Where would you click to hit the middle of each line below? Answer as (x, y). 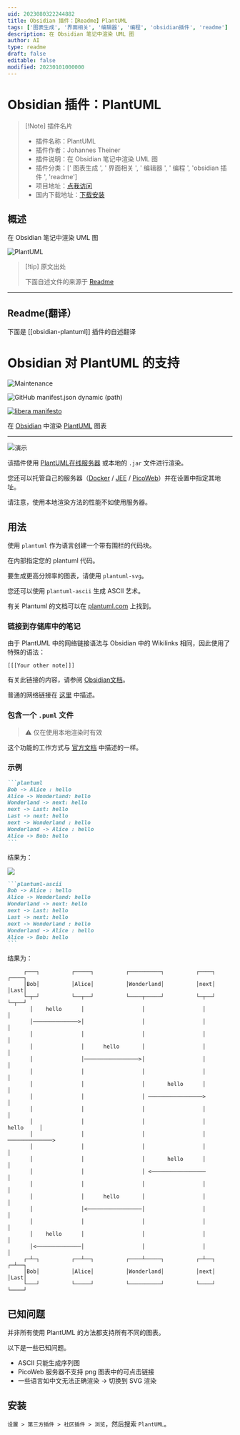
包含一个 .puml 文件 (40, 715)
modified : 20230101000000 (46, 67)
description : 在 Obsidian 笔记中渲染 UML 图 (71, 34)
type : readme (27, 47)
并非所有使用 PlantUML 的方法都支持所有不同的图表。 (86, 1333)
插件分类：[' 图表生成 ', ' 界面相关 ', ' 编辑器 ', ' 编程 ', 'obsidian (127, 168)
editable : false (31, 61)
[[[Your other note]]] (41, 666)
